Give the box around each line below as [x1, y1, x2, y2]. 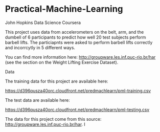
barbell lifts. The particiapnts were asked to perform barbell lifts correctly [5, 39, 153, 45]
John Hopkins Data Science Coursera [5, 20, 81, 25]
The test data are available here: [5, 97, 70, 103]
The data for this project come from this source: [5, 116, 102, 122]
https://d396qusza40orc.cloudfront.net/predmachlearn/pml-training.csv [5, 88, 151, 93]
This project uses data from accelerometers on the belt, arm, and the [5, 29, 144, 35]
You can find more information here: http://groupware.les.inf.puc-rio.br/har [5, 54, 156, 60]
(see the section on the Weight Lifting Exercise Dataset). [5, 59, 118, 65]
